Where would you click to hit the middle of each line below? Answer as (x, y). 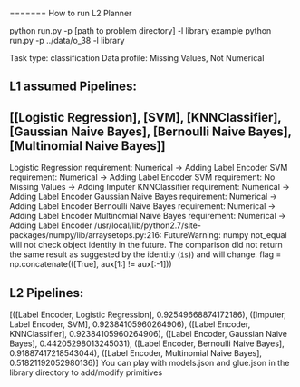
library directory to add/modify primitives (86, 372)
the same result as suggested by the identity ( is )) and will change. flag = (145, 254)
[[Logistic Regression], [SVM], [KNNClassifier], (145, 117)
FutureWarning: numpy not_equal (225, 235)
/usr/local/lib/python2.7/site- (148, 225)
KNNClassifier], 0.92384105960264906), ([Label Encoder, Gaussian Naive (149, 334)
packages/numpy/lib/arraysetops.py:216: (86, 235)
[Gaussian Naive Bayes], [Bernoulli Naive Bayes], (150, 131)
